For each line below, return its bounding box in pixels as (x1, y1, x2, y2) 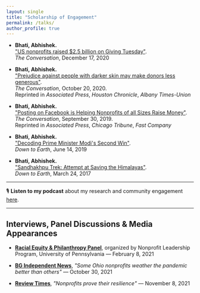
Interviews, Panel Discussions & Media (6, 219, 153, 229)
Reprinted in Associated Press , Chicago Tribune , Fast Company (14, 121, 171, 129)
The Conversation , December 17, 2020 (14, 54, 110, 61)
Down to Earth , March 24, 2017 (14, 170, 91, 177)
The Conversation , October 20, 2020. (14, 85, 107, 92)
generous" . (14, 79, 42, 86)
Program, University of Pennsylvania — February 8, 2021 (14, 251, 154, 258)
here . (6, 196, 19, 203)
